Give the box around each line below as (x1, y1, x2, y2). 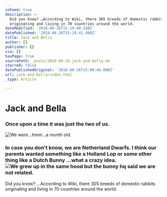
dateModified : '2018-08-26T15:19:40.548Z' (5, 26, 94, 31)
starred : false (5, 63, 37, 68)
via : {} (5, 49, 21, 54)
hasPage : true (5, 53, 35, 59)
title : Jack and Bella (5, 35, 52, 40)
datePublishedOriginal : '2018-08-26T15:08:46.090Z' (5, 68, 114, 73)
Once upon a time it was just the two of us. (5, 120, 110, 127)
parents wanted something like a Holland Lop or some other (5, 151, 152, 158)
